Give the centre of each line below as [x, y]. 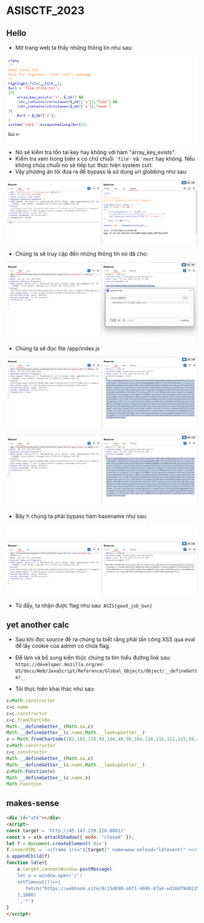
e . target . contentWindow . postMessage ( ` [66, 869]
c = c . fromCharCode [28, 720]
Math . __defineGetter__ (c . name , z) [49, 778]
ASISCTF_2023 [46, 11]
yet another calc [38, 625]
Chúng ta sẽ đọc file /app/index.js [57, 348]
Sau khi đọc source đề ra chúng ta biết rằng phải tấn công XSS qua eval [105, 639]
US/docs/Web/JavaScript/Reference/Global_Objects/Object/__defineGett [106, 671]
